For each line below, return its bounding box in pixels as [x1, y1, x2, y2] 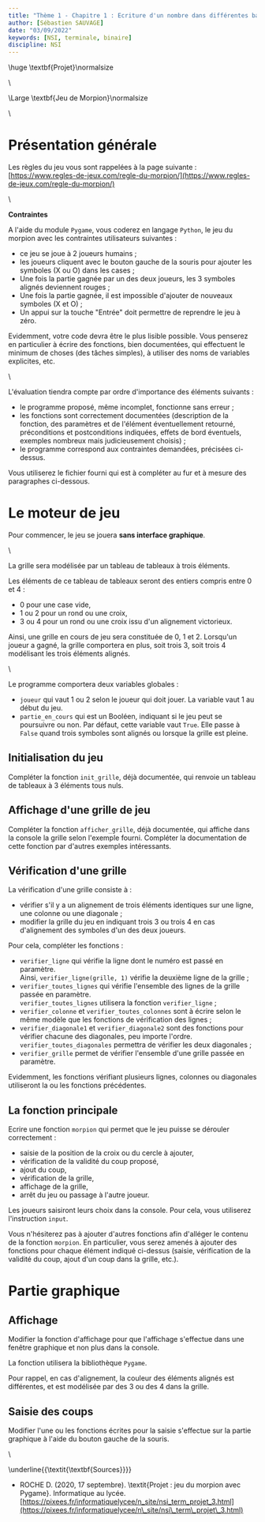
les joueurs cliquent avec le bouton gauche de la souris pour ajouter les [19, 258, 252, 267]
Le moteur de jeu [8, 504, 121, 522]
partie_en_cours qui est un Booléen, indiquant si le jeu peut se [19, 712, 222, 721]
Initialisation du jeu [8, 752, 104, 765]
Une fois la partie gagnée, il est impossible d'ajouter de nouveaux [19, 291, 233, 300]
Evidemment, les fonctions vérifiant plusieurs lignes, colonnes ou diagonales [8, 1072, 257, 1082]
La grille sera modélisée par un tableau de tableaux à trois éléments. [8, 561, 230, 570]
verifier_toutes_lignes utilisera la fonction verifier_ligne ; [19, 998, 217, 1008]
